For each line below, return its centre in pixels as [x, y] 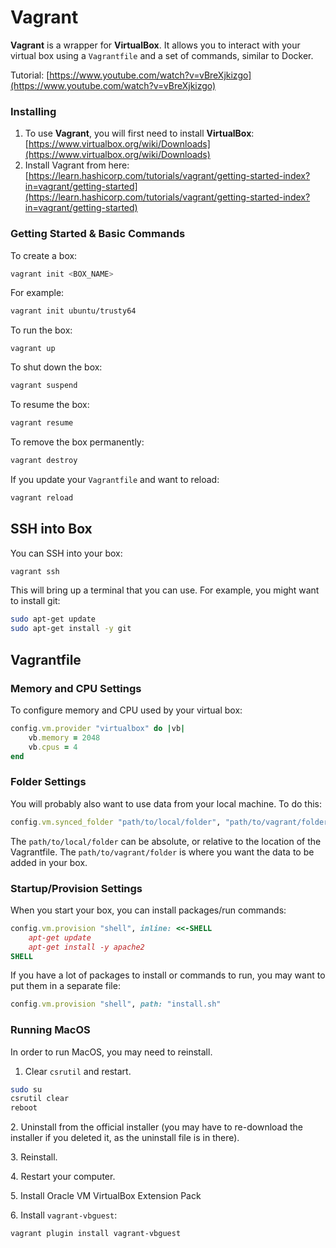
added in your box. [49, 862]
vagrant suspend [44, 386]
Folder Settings [48, 782]
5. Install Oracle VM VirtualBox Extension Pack [106, 1196]
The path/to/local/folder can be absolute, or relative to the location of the [166, 841]
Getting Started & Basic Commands [98, 234]
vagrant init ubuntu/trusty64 [73, 311]
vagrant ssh [35, 571]
